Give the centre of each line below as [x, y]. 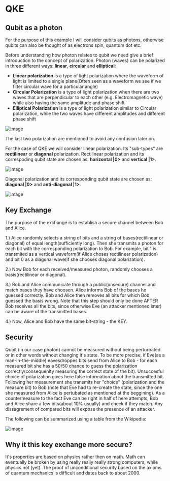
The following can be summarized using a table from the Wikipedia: [76, 419]
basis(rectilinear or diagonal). [36, 275]
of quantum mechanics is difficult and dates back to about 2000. [73, 473]
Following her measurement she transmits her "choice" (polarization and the [85, 382]
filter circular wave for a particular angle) [55, 86]
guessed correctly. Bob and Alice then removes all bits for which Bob [77, 295]
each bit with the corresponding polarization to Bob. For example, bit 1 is [81, 248]
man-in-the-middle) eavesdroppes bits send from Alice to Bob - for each [81, 360]
